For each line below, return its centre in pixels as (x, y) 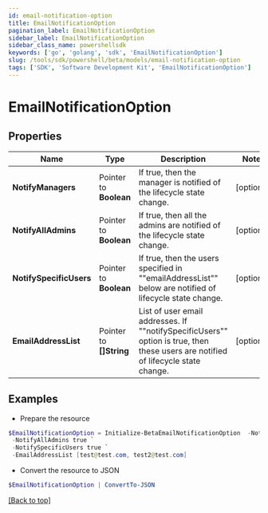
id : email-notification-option (60, 16)
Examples (33, 399)
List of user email (171, 310)
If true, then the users (179, 258)
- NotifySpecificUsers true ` (60, 448)
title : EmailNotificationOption (62, 23)
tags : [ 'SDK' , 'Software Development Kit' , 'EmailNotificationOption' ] (130, 68)
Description (183, 159)
